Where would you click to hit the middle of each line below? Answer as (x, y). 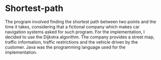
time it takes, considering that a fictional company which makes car (72, 26)
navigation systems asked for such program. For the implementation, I (75, 32)
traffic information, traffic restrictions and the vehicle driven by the (72, 42)
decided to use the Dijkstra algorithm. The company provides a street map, (80, 37)
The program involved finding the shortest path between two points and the (81, 22)
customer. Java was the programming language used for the (65, 47)
